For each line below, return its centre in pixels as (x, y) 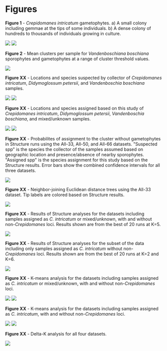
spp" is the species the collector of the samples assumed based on (74, 149)
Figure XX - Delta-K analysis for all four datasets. (56, 334)
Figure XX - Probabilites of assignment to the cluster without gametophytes (83, 138)
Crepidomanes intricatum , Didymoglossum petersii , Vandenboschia (75, 114)
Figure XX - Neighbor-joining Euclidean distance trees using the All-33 (78, 189)
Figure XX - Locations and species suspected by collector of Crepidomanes (83, 78)
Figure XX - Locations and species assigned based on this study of (75, 108)
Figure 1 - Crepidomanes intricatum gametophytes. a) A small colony (76, 23)
